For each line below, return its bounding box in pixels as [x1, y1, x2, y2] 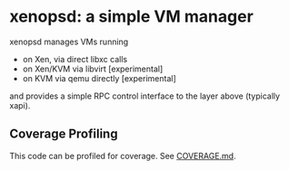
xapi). [9, 99, 31, 110]
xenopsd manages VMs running [9, 36, 129, 47]
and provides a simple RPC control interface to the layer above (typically [9, 90, 280, 101]
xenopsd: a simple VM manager [9, 6, 254, 27]
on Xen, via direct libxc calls [22, 53, 128, 64]
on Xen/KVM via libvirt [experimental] [22, 63, 164, 74]
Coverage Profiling [9, 127, 118, 142]
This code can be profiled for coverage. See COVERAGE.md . [9, 150, 236, 161]
